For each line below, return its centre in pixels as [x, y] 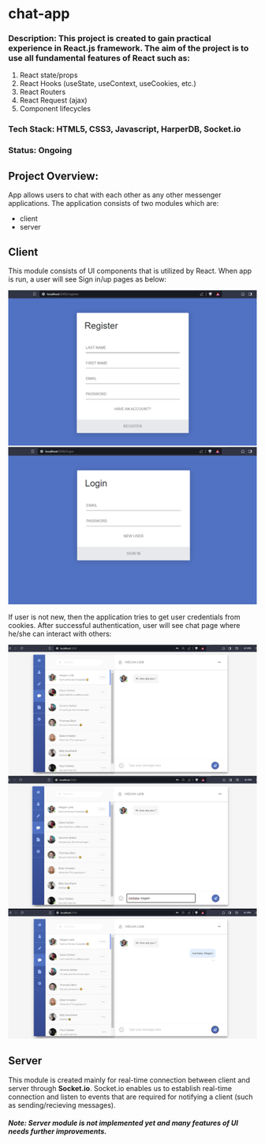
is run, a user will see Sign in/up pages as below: [88, 279]
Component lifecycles [55, 109]
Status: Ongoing [40, 151]
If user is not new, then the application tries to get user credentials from [124, 617]
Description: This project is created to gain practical [110, 39]
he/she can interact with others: [60, 634]
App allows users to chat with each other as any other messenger [115, 195]
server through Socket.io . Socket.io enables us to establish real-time [120, 1088]
